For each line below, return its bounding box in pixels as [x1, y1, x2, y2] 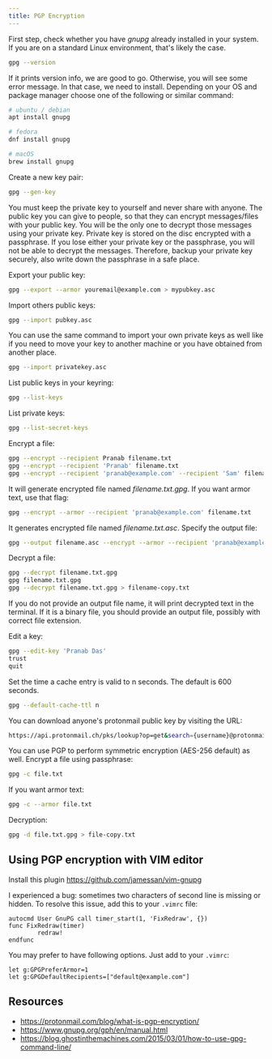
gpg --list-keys [8, 393, 63, 402]
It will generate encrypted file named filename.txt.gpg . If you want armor [8, 483, 251, 494]
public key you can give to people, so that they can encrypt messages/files [8, 211, 259, 221]
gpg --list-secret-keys [8, 424, 89, 432]
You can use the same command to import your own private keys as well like [8, 330, 264, 340]
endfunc [8, 936, 35, 944]
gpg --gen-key [8, 188, 57, 196]
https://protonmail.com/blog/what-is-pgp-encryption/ [19, 1016, 200, 1026]
